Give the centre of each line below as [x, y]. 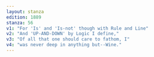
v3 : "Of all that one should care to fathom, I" [68, 39]
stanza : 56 [20, 23]
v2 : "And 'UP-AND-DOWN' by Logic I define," [63, 34]
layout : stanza [25, 12]
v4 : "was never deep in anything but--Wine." [64, 45]
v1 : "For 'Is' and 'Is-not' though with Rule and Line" [77, 28]
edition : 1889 [24, 17]
